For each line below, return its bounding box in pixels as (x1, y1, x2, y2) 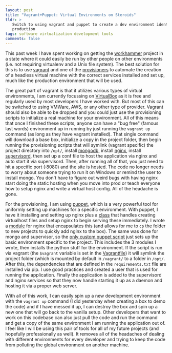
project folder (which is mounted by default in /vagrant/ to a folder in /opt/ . (5, 255, 165, 262)
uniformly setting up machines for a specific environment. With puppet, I (5, 206, 158, 212)
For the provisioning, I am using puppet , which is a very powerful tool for (5, 201, 159, 207)
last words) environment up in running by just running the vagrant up (5, 125, 150, 131)
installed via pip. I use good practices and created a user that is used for (5, 266, 158, 272)
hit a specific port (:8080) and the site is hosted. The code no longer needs (5, 164, 164, 170)
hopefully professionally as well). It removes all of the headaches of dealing (5, 330, 165, 337)
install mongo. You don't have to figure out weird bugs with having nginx (5, 174, 158, 181)
